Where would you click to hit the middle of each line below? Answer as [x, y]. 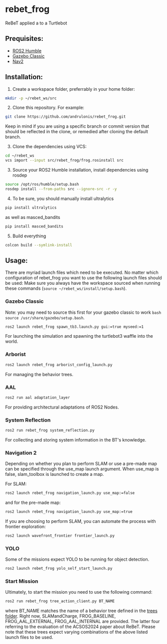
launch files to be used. [29, 638]
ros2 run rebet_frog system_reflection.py [50, 430]
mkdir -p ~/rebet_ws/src [31, 98]
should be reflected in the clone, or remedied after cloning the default [77, 132]
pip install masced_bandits [34, 226]
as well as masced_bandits [33, 217]
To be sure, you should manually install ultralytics [63, 199]
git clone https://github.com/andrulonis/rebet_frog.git [66, 117]
